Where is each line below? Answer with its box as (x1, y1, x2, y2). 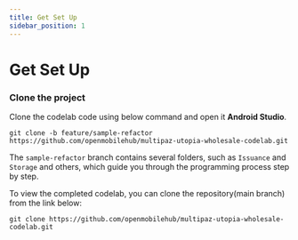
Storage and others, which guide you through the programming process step (9, 161, 290, 172)
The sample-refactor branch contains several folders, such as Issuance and (9, 152, 286, 163)
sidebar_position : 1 (9, 21, 86, 30)
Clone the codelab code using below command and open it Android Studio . (9, 111, 287, 122)
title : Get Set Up (9, 12, 77, 22)
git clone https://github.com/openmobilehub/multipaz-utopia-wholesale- (9, 214, 285, 223)
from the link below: (9, 197, 83, 208)
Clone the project (9, 91, 86, 103)
